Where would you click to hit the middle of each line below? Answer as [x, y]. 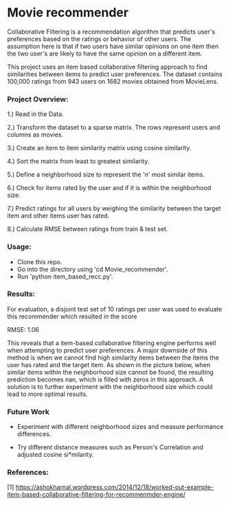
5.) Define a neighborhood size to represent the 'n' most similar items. [106, 175]
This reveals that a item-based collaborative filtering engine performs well [112, 343]
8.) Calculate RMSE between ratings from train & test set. [88, 229]
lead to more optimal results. [47, 394]
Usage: [20, 247]
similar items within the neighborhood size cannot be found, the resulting [111, 372]
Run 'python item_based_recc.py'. [65, 277]
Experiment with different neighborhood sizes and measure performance [120, 427]
